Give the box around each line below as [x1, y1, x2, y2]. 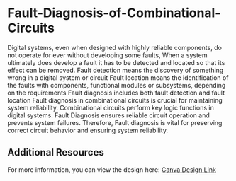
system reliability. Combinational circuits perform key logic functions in [7, 103, 214, 112]
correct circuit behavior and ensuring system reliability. [7, 126, 169, 134]
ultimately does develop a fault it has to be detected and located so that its [7, 58, 225, 66]
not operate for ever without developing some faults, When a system [7, 51, 208, 59]
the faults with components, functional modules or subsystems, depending [7, 81, 226, 89]
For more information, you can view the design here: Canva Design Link [7, 165, 216, 174]
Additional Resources [7, 146, 104, 158]
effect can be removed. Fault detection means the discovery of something [7, 66, 224, 74]
